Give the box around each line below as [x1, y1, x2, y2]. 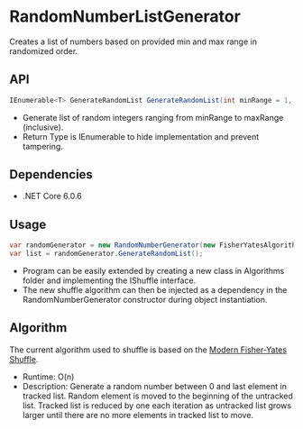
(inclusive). [22, 122, 64, 132]
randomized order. [9, 45, 78, 56]
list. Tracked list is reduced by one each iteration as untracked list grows [22, 399, 291, 411]
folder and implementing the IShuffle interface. [22, 275, 197, 286]
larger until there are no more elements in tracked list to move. [22, 409, 254, 420]
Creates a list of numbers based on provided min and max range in [9, 36, 257, 47]
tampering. [22, 141, 63, 151]
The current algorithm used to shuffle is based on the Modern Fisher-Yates [9, 344, 287, 355]
